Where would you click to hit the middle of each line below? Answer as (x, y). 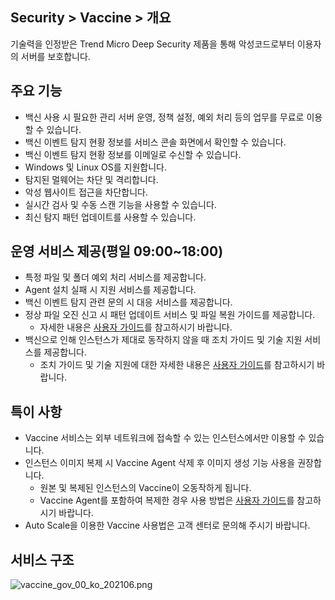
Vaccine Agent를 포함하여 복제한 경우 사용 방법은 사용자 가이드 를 (167, 500)
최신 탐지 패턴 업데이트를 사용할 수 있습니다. (110, 217)
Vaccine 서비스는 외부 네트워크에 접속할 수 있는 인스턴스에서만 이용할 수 (165, 438)
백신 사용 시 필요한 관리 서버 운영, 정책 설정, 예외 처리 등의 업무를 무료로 (164, 117)
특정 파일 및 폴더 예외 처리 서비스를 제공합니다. (115, 277)
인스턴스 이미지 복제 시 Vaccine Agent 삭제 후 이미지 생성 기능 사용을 (160, 463)
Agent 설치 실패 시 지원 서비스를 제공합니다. (110, 290)
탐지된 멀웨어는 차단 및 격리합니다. (91, 179)
